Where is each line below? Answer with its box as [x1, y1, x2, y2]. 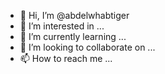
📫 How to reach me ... [19, 53, 113, 64]
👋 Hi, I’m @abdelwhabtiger [19, 10, 130, 21]
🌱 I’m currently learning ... [19, 31, 127, 42]
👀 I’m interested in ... [19, 20, 105, 32]
